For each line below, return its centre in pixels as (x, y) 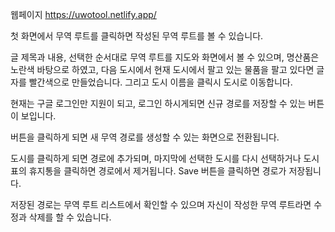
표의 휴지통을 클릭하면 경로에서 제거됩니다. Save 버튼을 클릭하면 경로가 (148, 171)
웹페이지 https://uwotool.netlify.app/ (83, 14)
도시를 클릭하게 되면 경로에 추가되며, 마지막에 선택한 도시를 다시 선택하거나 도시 (165, 158)
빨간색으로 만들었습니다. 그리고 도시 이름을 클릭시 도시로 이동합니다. (160, 82)
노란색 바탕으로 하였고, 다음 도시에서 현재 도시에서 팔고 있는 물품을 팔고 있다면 (162, 69)
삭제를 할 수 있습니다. (70, 217)
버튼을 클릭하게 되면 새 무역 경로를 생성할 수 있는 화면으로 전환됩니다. (145, 137)
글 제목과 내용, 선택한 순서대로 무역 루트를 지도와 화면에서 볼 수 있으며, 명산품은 (165, 57)
